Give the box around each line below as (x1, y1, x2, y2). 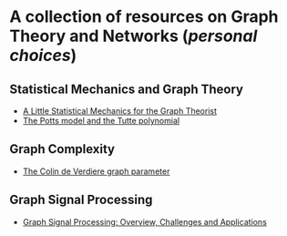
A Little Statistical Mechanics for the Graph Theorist (22, 106, 217, 116)
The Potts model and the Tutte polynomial (22, 116, 180, 126)
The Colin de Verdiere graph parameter (22, 166, 170, 177)
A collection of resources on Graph (9, 6, 280, 27)
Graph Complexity (9, 141, 116, 157)
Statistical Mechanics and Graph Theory (9, 81, 244, 97)
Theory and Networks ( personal (9, 26, 258, 46)
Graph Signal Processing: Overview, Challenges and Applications (22, 216, 267, 227)
